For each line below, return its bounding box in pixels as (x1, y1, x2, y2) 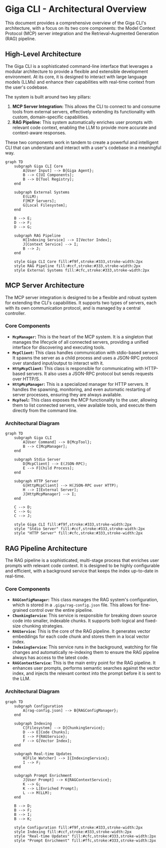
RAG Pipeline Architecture (5, 544, 88, 553)
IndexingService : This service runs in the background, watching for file (12, 644, 158, 650)
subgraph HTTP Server (14, 479, 58, 484)
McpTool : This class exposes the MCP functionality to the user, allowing (12, 397, 158, 403)
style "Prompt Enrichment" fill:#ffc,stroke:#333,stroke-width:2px (14, 838, 156, 843)
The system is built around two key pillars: (5, 94, 91, 100)
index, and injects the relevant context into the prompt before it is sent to (12, 670, 161, 677)
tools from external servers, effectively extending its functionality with (12, 108, 155, 114)
